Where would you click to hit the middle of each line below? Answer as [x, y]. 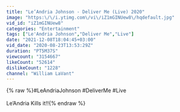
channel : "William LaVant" [40, 73]
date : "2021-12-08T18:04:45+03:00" [51, 40]
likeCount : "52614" [31, 62]
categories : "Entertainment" [43, 29]
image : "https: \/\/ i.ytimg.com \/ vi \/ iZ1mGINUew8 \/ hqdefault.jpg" [90, 17]
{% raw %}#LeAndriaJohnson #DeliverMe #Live [66, 90]
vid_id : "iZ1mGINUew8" [35, 23]
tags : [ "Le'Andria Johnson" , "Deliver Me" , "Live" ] [70, 34]
